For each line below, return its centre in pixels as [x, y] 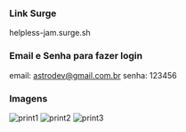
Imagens [28, 98]
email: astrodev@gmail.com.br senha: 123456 [93, 75]
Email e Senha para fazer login [76, 56]
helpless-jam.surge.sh [50, 33]
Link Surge [33, 13]
